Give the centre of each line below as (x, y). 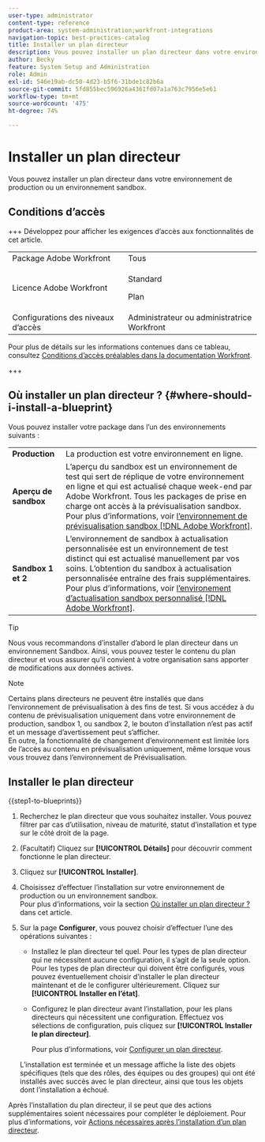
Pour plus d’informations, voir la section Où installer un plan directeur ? (135, 904)
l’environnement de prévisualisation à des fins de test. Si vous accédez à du (131, 707)
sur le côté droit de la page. (64, 833)
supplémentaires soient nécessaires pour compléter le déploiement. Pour (127, 1114)
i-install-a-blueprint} (60, 408)
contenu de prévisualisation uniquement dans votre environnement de (122, 715)
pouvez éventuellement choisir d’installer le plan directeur (125, 977)
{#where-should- (208, 396)
